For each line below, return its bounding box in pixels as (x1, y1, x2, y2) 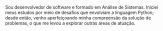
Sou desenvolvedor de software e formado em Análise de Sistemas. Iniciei (5, 4, 158, 10)
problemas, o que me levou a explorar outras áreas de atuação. (5, 20, 136, 26)
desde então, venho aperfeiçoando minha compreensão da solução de (5, 15, 151, 20)
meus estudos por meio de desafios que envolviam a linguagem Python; (5, 9, 154, 15)
